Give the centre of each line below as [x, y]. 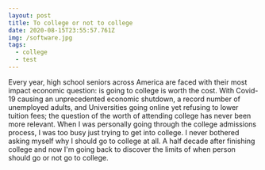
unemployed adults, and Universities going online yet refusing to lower [123, 107]
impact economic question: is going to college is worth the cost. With [121, 90]
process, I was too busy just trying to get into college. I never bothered [124, 132]
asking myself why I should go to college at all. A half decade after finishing [132, 141]
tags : [17, 45]
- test [26, 60]
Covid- [247, 90]
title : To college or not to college [71, 23]
